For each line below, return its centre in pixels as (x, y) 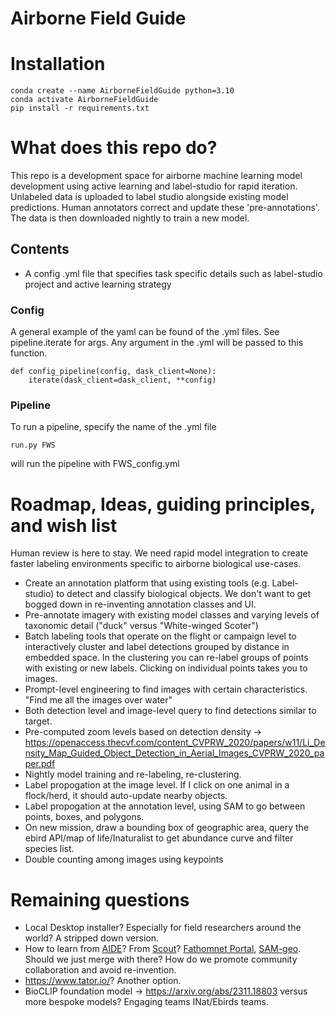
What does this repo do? (114, 148)
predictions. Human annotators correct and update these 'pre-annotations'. (165, 208)
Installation (58, 64)
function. (29, 353)
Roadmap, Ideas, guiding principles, (163, 504)
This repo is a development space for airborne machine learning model (156, 176)
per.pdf (40, 764)
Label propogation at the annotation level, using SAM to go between (165, 806)
